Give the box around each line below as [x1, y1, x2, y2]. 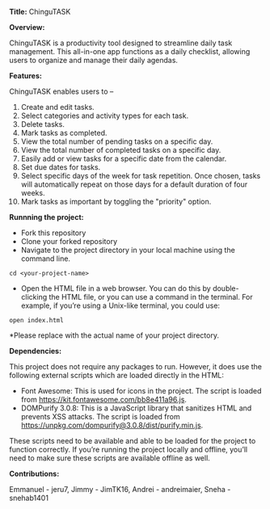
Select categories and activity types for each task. [20, 111, 189, 120]
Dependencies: [9, 347, 62, 355]
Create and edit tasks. [20, 103, 95, 111]
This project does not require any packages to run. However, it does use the [9, 362, 262, 371]
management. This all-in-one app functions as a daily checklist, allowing [9, 47, 251, 56]
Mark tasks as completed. [20, 128, 108, 137]
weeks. [20, 188, 45, 197]
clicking [20, 292, 48, 301]
